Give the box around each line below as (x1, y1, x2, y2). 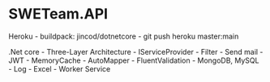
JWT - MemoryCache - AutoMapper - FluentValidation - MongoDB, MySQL (8, 55, 259, 65)
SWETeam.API (8, 5, 108, 23)
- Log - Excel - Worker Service (8, 64, 111, 73)
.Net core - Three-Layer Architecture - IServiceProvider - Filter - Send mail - (8, 47, 264, 56)
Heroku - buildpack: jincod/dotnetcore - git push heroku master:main (8, 31, 239, 41)
